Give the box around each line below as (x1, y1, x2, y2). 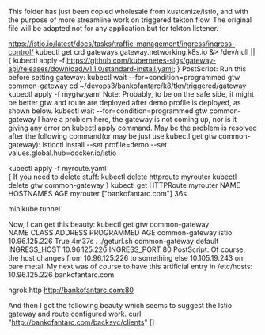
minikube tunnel (8, 204, 61, 213)
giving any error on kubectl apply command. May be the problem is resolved (8, 123, 257, 132)
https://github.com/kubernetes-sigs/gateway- (66, 55, 216, 65)
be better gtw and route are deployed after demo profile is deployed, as (8, 98, 241, 107)
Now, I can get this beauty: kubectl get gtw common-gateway (8, 219, 210, 229)
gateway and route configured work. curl (8, 309, 142, 318)
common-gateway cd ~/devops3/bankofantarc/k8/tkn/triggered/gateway (8, 81, 247, 90)
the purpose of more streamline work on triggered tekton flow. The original (8, 15, 252, 25)
